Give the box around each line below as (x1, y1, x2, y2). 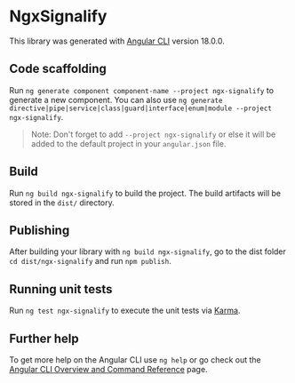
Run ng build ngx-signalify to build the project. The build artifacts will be (9, 188, 282, 198)
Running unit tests (9, 282, 113, 297)
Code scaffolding (9, 61, 107, 76)
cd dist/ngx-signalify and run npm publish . (9, 256, 171, 267)
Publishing (9, 222, 70, 237)
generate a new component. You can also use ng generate (9, 94, 223, 105)
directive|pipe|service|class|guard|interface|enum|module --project (9, 104, 273, 113)
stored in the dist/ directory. (9, 197, 116, 208)
